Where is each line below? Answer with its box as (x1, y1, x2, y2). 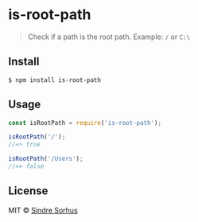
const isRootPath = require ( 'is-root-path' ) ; (8, 119, 161, 127)
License (8, 185, 49, 198)
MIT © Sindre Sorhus (8, 205, 78, 215)
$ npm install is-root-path (8, 76, 102, 84)
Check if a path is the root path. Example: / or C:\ (27, 32, 191, 41)
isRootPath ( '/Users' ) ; (8, 155, 83, 163)
